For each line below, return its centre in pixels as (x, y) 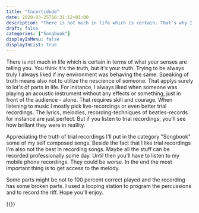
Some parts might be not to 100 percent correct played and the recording (96, 180)
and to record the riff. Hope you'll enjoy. (55, 192)
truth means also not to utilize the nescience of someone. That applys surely (100, 80)
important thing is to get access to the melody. (63, 168)
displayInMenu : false (33, 39)
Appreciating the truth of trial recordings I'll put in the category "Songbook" (99, 136)
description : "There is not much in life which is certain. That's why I (99, 23)
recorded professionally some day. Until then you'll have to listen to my (93, 155)
